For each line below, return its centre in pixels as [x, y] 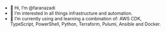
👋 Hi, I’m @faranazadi [33, 8]
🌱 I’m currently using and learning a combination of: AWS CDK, [76, 19]
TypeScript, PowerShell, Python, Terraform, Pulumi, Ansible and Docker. [85, 24]
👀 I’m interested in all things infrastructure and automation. [71, 13]
